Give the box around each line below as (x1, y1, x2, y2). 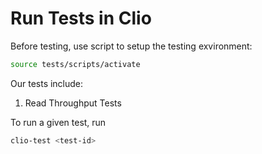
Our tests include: (10, 77, 84, 89)
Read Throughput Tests (24, 97, 122, 109)
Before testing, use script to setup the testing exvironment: (10, 40, 253, 52)
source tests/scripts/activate (10, 59, 141, 69)
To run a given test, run (10, 116, 107, 128)
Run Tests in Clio (10, 7, 152, 30)
